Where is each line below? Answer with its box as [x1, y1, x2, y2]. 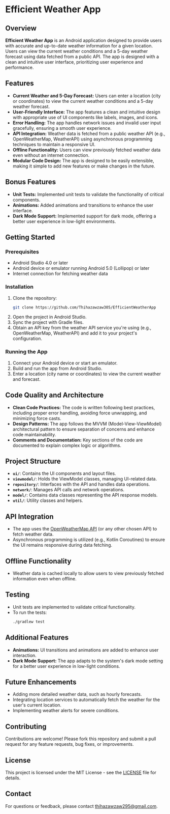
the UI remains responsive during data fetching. [12, 542, 113, 548]
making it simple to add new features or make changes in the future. [12, 163, 156, 169]
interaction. [12, 652, 37, 658]
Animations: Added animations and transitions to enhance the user [12, 202, 154, 208]
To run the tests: [12, 609, 47, 615]
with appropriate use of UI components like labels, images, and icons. [12, 114, 158, 120]
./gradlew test [12, 619, 45, 624]
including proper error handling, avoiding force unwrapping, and [12, 410, 147, 416]
